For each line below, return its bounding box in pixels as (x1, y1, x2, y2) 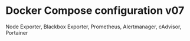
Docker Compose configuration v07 (5, 4, 185, 17)
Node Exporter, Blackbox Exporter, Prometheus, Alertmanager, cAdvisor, (5, 23, 182, 30)
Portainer (5, 29, 28, 36)
